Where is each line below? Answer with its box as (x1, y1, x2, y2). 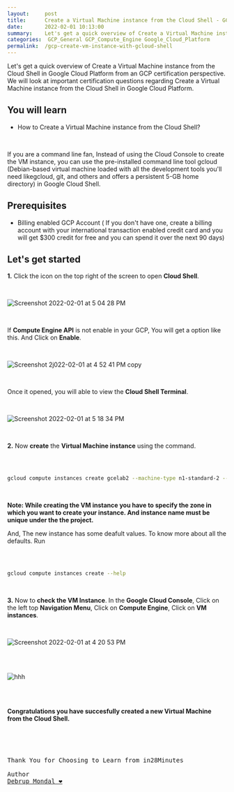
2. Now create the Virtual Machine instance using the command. (7, 441, 196, 450)
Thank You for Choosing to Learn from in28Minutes (7, 756, 184, 765)
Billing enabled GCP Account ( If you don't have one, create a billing (17, 218, 212, 227)
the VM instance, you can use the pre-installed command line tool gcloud (7, 157, 218, 166)
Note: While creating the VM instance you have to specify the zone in (7, 501, 212, 510)
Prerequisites (7, 200, 67, 212)
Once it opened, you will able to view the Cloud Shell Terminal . (7, 388, 189, 396)
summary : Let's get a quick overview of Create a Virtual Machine (7, 29, 214, 37)
